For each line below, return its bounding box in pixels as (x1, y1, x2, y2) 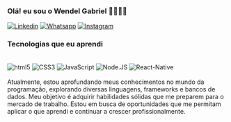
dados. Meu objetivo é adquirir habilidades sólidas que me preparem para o (7, 93, 224, 101)
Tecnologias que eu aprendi (7, 40, 103, 49)
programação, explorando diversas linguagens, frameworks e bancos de (7, 85, 216, 94)
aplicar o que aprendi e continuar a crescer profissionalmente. (7, 107, 186, 116)
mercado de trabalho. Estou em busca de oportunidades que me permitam (7, 100, 221, 108)
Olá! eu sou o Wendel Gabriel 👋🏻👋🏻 (7, 6, 127, 16)
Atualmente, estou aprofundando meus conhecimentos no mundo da (7, 78, 205, 86)
